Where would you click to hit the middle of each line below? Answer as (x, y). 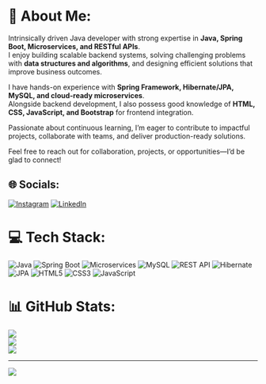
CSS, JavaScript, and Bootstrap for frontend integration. (101, 112)
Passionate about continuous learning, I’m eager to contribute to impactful (129, 127)
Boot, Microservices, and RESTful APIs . (74, 46)
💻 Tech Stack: (57, 237)
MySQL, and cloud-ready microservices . (76, 95)
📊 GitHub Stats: (62, 306)
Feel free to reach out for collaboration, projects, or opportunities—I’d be (127, 151)
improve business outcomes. (55, 71)
